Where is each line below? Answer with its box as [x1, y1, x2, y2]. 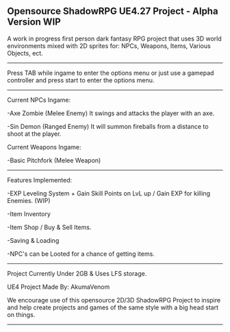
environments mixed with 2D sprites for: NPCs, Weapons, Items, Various [7, 41, 211, 50]
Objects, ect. [7, 49, 43, 57]
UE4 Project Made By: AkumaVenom [7, 283, 110, 291]
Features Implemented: [7, 176, 73, 184]
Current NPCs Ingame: [7, 95, 71, 104]
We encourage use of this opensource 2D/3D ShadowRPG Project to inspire [7, 296, 221, 304]
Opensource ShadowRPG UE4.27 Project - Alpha [7, 5, 218, 17]
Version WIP [7, 16, 62, 28]
